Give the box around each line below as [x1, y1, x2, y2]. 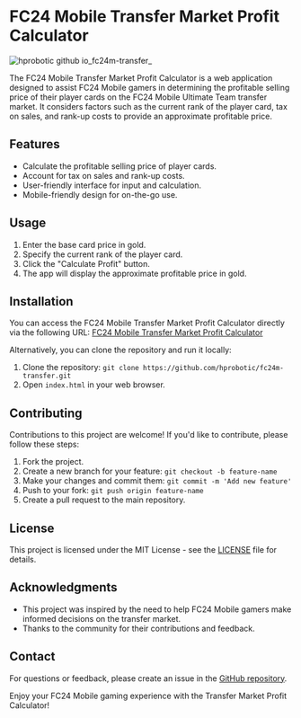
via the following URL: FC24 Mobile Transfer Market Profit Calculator [9, 327, 263, 338]
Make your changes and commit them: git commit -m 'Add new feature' [22, 475, 292, 486]
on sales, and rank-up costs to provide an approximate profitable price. [9, 111, 272, 121]
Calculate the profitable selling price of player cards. [22, 160, 217, 172]
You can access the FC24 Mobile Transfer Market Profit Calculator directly [9, 317, 286, 329]
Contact [9, 649, 56, 664]
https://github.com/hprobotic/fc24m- [142, 364, 285, 373]
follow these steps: [9, 439, 79, 450]
